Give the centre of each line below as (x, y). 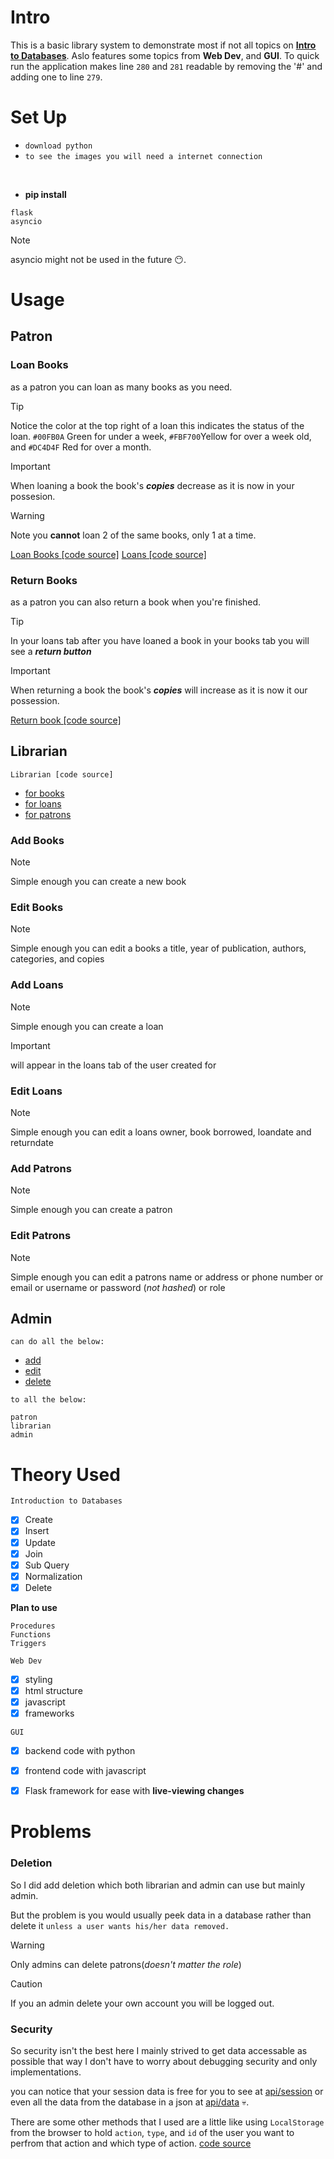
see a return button (51, 652)
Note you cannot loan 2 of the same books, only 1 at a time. (133, 535)
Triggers (28, 1643)
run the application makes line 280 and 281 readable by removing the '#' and (166, 66)
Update (40, 1542)
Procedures (33, 1626)
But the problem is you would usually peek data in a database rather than (161, 1915)
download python (58, 146)
